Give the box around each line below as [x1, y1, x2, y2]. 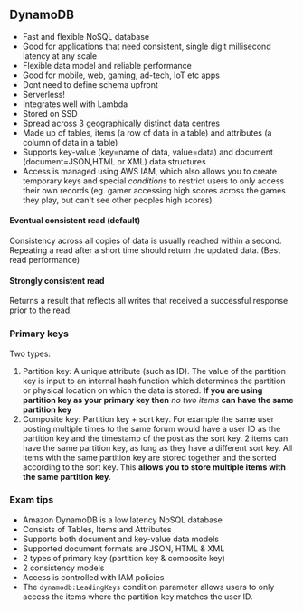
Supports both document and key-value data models [22, 533, 220, 544]
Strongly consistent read [9, 275, 105, 286]
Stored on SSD [22, 108, 78, 118]
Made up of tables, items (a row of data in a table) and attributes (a [22, 127, 272, 138]
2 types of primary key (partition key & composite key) [22, 552, 226, 563]
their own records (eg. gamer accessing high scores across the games [22, 184, 287, 195]
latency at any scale [22, 50, 98, 61]
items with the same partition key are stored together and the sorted [22, 452, 278, 463]
